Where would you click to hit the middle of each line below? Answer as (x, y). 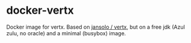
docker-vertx (40, 10)
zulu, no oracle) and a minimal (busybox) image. (66, 33)
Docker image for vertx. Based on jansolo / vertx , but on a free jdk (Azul (96, 27)
